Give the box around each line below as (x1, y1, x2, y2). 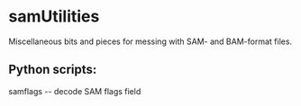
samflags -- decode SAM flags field (8, 85, 141, 96)
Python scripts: (8, 62, 97, 77)
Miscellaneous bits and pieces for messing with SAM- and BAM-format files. (8, 36, 293, 47)
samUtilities (8, 6, 100, 27)
